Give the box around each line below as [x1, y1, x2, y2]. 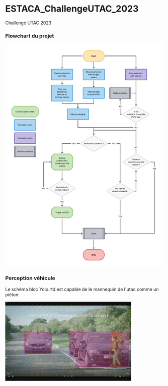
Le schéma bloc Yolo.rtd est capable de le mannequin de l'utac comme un [5, 286, 159, 292]
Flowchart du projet [5, 32, 54, 39]
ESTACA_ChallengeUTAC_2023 [5, 3, 139, 15]
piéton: [5, 291, 20, 298]
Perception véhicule [5, 274, 55, 282]
